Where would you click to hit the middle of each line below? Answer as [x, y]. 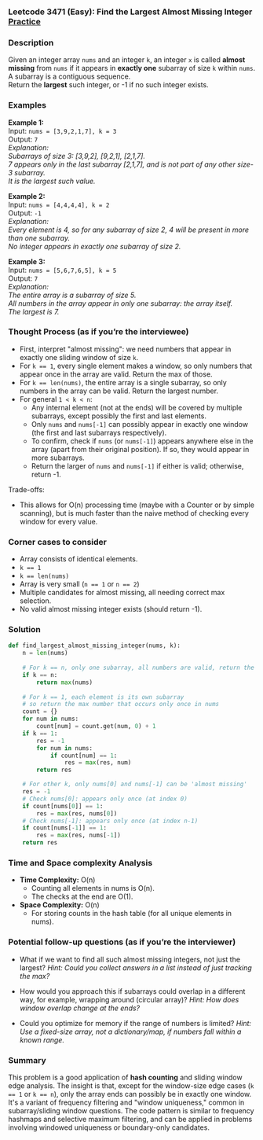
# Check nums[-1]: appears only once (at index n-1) [110, 821]
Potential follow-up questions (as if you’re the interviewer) [122, 942]
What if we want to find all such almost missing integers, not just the [130, 959]
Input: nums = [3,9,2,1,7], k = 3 [62, 131]
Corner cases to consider [58, 542]
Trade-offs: [26, 489]
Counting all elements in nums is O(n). [93, 888]
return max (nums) [64, 682]
